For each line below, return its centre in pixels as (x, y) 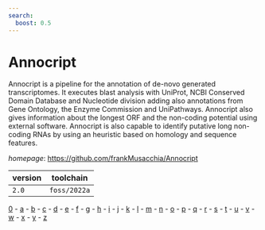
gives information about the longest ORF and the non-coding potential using (133, 118)
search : (21, 15)
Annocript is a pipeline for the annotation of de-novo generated (112, 84)
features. (23, 143)
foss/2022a (70, 190)
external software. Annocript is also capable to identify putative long (120, 126)
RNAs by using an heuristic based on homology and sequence (135, 135)
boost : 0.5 (33, 23)
